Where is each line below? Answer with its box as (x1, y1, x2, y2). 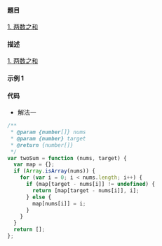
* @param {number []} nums (10, 129, 86, 136)
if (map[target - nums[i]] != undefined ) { (25, 181, 156, 188)
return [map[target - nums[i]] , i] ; (32, 187, 140, 194)
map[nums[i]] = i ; (32, 200, 86, 207)
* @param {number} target (10, 135, 86, 142)
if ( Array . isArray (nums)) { (13, 168, 96, 175)
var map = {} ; (13, 161, 55, 168)
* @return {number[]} (10, 141, 74, 149)
